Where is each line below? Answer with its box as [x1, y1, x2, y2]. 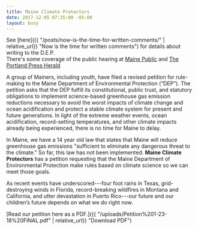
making [6, 80, 25, 87]
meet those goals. [6, 168, 51, 175]
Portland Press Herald [6, 62, 61, 69]
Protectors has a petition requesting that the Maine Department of [6, 156, 170, 163]
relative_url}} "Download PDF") [55, 217, 132, 224]
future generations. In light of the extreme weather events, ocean [6, 112, 167, 119]
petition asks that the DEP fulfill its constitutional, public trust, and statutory [6, 86, 192, 94]
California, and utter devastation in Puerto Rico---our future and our [6, 193, 174, 200]
